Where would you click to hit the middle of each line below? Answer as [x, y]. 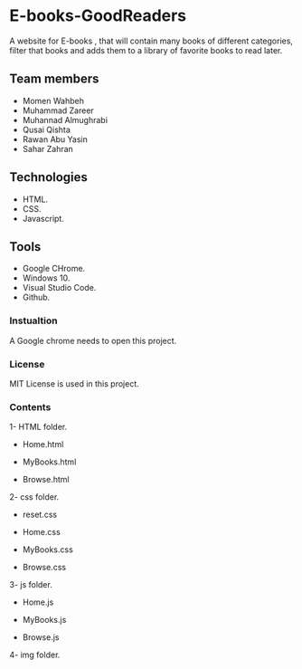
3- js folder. [31, 585]
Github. [36, 297]
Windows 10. [46, 278]
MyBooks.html [49, 462]
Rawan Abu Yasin [55, 139]
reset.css [39, 515]
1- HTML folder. [38, 427]
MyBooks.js [44, 620]
